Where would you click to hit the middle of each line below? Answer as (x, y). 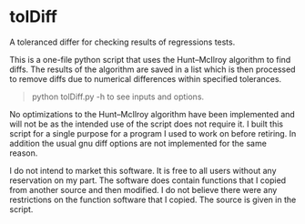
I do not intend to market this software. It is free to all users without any (143, 170)
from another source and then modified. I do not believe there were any (143, 189)
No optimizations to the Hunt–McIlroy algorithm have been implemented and (152, 114)
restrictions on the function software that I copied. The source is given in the (153, 199)
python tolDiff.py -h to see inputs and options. (118, 97)
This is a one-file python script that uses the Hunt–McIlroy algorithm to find (150, 59)
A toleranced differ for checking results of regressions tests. (122, 42)
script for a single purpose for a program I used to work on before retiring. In (153, 133)
